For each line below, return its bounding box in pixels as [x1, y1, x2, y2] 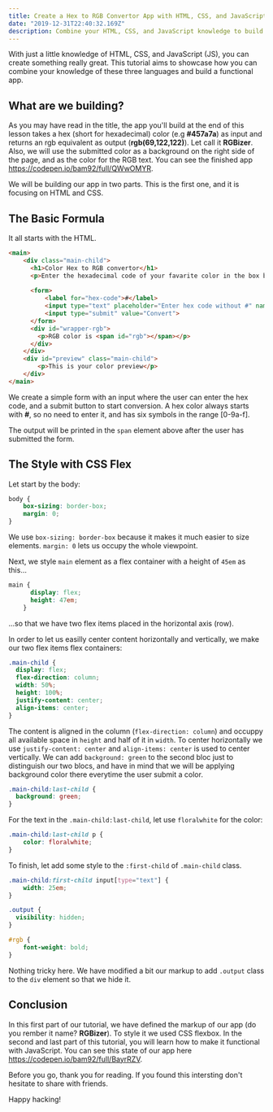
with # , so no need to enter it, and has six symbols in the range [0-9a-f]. [8, 409, 250, 419]
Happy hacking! [8, 1094, 62, 1104]
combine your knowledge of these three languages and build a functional [8, 67, 253, 76]
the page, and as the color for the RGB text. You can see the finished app [8, 155, 253, 165]
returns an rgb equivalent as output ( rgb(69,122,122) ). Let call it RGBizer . [8, 137, 253, 147]
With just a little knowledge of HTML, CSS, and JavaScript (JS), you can [8, 50, 249, 59]
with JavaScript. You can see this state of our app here [8, 1045, 193, 1055]
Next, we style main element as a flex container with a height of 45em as [8, 556, 246, 566]
